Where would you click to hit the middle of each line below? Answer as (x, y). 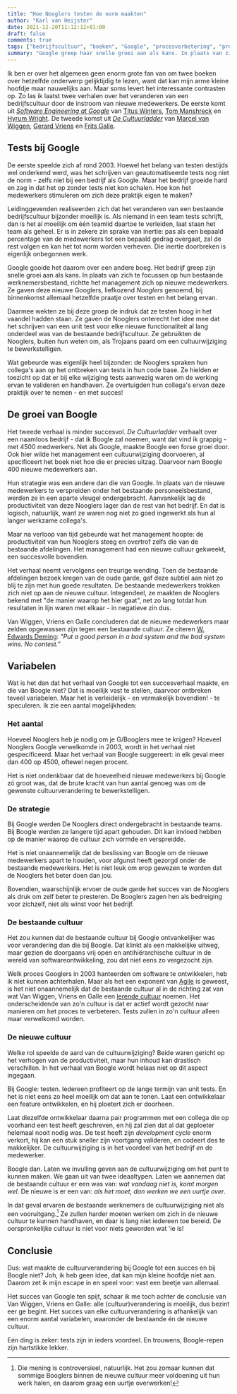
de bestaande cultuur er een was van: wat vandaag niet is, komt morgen (113, 1184)
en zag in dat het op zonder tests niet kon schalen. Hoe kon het (99, 187)
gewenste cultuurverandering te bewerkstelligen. (79, 790)
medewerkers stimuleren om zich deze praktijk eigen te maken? (100, 195)
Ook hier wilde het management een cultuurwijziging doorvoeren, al (106, 454)
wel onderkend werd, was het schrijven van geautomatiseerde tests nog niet (118, 172)
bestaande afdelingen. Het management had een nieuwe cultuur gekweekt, (117, 549)
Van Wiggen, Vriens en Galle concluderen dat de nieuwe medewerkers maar (118, 621)
